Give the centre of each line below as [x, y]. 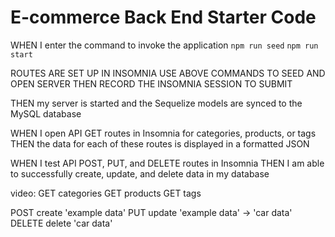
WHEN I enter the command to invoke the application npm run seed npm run [164, 45]
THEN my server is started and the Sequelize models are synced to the [156, 103]
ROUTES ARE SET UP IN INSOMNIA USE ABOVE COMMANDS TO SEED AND [168, 73]
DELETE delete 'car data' [61, 223]
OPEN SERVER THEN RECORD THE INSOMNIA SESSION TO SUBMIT [151, 83]
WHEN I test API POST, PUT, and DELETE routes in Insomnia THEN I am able [167, 163]
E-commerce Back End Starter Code [163, 17]
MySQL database [46, 113]
